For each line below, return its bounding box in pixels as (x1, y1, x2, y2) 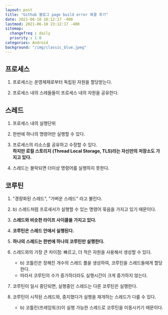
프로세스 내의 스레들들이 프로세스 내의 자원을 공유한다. (12, 90, 119, 96)
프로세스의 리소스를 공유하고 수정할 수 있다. (12, 142, 98, 148)
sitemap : (5, 26, 24, 31)
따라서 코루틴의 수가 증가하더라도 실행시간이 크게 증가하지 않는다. (20, 273, 148, 279)
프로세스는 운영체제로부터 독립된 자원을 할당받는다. (12, 79, 112, 85)
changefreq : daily (10, 31, 51, 36)
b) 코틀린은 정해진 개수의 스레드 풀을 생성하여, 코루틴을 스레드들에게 (20, 260, 153, 266)
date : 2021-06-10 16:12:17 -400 (5, 17, 73, 22)
